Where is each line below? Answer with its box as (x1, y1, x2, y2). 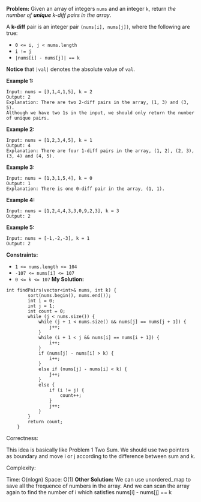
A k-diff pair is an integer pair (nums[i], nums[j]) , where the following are (6, 23, 190, 30)
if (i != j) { (49, 387, 85, 393)
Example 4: (6, 197, 35, 203)
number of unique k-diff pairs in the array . (6, 11, 112, 19)
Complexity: (6, 464, 36, 471)
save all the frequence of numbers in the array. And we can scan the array (6, 482, 190, 489)
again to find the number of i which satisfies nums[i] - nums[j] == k (6, 489, 172, 495)
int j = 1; (28, 303, 55, 309)
